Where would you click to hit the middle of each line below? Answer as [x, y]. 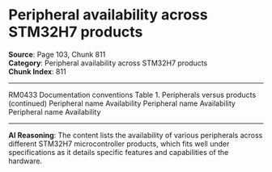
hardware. [25, 161]
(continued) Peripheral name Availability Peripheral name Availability [122, 103]
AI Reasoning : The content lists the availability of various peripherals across [136, 135]
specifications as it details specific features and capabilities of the [119, 152]
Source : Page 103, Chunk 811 [57, 54]
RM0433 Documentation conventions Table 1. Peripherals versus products [132, 94]
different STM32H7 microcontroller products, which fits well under [119, 144]
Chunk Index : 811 [37, 71]
